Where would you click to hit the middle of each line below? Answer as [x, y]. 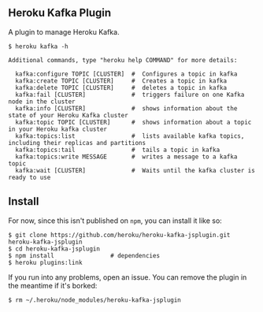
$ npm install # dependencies [84, 255]
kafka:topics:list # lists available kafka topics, [130, 136]
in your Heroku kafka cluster [58, 129]
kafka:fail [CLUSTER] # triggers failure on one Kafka [130, 95]
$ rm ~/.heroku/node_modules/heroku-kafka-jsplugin [94, 300]
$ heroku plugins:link [45, 262]
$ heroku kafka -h [38, 46]
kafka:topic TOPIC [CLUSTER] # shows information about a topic [133, 122]
